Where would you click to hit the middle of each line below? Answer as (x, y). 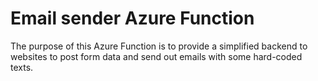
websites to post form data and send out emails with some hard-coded (156, 56)
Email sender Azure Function (132, 18)
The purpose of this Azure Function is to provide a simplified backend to (159, 46)
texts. (22, 67)
